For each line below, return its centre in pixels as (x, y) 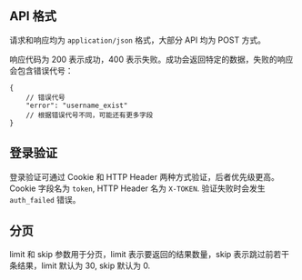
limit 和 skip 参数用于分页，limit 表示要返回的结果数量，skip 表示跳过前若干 (149, 255)
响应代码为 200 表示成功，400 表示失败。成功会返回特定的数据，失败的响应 (151, 59)
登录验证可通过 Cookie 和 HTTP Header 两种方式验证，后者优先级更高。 (144, 176)
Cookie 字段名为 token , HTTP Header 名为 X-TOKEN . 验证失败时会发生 (137, 188)
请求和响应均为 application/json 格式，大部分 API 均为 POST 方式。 (138, 40)
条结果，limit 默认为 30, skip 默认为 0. (80, 265)
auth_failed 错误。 (45, 199)
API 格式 (33, 16)
